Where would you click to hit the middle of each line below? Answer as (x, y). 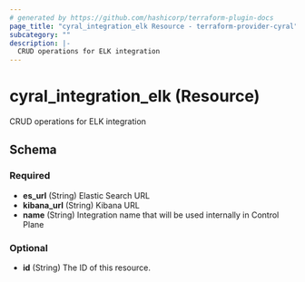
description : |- (40, 43)
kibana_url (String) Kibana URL (81, 205)
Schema (33, 150)
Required (30, 176)
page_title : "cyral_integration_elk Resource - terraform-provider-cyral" (154, 26)
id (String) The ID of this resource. (87, 267)
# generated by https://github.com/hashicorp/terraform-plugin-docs (142, 18)
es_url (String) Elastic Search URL (86, 195)
